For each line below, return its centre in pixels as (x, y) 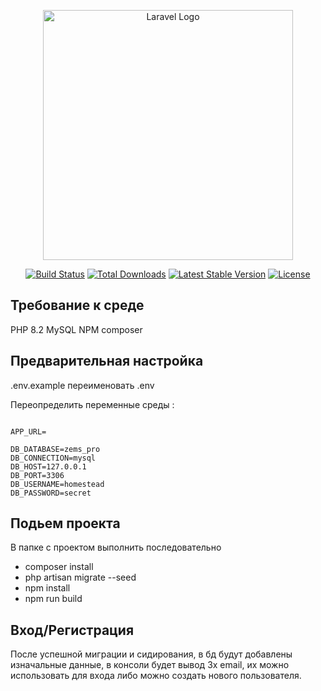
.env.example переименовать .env (82, 385)
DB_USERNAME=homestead (57, 484)
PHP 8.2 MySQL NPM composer (76, 329)
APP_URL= (28, 431)
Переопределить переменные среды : (92, 404)
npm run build (53, 599)
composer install (59, 567)
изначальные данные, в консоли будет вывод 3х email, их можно (150, 665)
